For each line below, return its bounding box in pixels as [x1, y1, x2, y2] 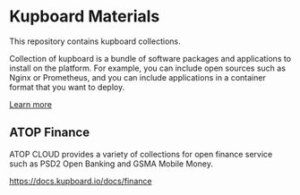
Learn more [9, 98, 52, 109]
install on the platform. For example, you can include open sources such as [9, 63, 287, 73]
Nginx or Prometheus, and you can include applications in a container [9, 72, 266, 82]
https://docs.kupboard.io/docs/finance [9, 175, 152, 186]
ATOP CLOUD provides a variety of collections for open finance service [9, 148, 273, 159]
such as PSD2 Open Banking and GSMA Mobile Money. [9, 158, 213, 169]
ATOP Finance [9, 125, 90, 140]
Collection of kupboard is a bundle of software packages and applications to [9, 53, 292, 64]
